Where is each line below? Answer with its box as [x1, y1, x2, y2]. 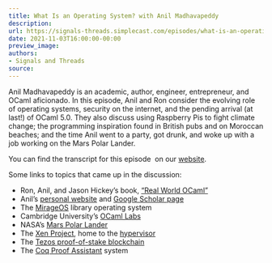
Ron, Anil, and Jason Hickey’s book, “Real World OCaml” [19, 185, 209, 195]
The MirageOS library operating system [19, 202, 152, 212]
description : [8, 19, 53, 28]
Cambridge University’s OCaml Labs [19, 211, 142, 221]
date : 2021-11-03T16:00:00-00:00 [8, 34, 121, 43]
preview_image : [8, 42, 60, 50]
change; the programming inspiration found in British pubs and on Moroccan [8, 121, 264, 130]
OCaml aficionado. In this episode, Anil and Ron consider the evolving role [8, 95, 256, 105]
